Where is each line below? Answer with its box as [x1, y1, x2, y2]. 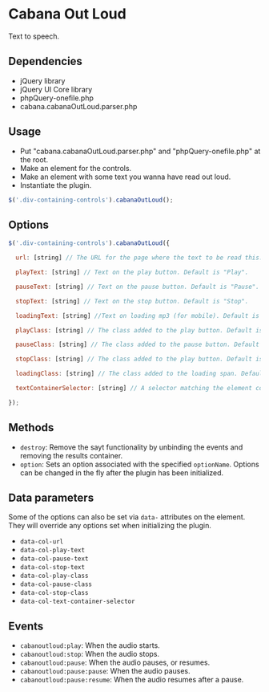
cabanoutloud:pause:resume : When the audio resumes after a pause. [19, 675, 244, 685]
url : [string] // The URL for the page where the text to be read [15, 254, 242, 262]
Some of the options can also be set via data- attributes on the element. [8, 512, 246, 522]
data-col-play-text [19, 547, 86, 555]
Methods [8, 421, 54, 434]
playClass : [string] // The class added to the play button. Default [15, 326, 252, 334]
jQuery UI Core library [19, 84, 93, 94]
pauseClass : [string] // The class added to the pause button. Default [15, 340, 260, 349]
